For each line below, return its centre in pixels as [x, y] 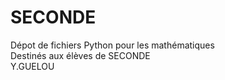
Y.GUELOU [32, 66]
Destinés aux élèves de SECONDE [80, 55]
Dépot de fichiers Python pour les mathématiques [112, 45]
